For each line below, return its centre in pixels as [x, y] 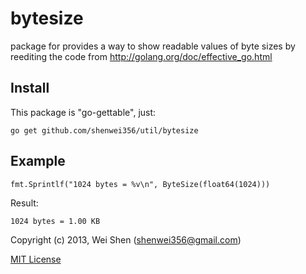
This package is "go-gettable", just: [83, 112]
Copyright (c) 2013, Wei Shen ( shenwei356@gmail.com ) [126, 239]
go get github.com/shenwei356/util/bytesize [104, 130]
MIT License [36, 259]
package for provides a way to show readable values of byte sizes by [153, 46]
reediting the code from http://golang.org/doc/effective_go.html [141, 56]
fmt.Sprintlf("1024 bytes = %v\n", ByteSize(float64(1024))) [140, 184]
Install [30, 88]
